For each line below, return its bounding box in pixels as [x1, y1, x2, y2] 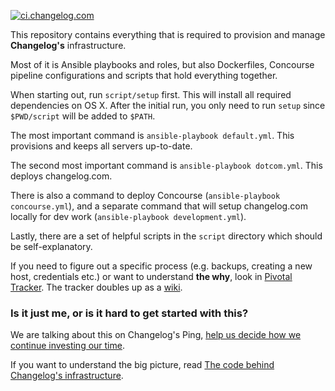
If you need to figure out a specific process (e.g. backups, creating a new [10, 260, 313, 272]
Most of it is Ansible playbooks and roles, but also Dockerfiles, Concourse [10, 59, 315, 70]
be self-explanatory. [10, 241, 93, 252]
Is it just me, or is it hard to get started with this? [10, 306, 249, 320]
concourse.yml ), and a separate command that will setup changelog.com [10, 200, 308, 212]
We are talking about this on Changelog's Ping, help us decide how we [10, 329, 302, 341]
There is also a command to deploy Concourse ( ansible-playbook [10, 190, 281, 201]
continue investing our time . [10, 340, 125, 352]
